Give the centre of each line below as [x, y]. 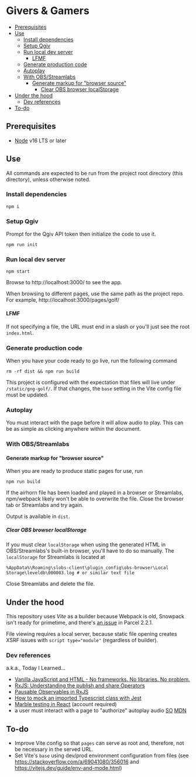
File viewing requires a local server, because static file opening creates [92, 634]
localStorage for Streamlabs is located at [56, 557]
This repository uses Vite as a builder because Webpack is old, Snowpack [95, 616]
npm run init [22, 245]
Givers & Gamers [48, 11]
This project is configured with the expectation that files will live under [91, 382]
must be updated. [27, 394]
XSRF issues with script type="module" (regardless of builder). [82, 640]
